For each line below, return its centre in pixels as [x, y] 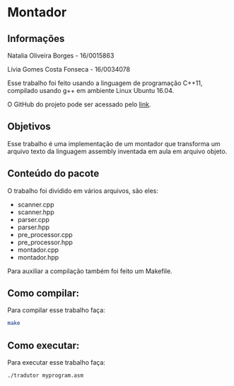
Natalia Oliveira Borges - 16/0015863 [61, 55]
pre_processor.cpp [45, 234]
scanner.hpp [36, 212]
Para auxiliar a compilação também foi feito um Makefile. [90, 271]
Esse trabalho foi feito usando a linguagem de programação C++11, [105, 83]
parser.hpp [34, 227]
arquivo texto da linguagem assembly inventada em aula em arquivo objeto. [117, 151]
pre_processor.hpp [45, 242]
